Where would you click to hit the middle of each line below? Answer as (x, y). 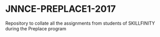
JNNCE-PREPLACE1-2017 (61, 9)
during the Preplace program (36, 28)
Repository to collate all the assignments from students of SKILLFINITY (80, 23)
